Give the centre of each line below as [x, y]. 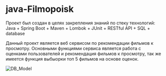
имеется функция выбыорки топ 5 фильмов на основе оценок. [72, 59]
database [15, 33]
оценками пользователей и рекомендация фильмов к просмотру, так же [83, 54]
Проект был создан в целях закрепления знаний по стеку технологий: [81, 23]
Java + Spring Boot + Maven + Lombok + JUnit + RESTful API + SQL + [78, 28]
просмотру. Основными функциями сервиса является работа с [73, 48]
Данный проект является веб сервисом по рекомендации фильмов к [80, 43]
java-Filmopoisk [40, 9]
